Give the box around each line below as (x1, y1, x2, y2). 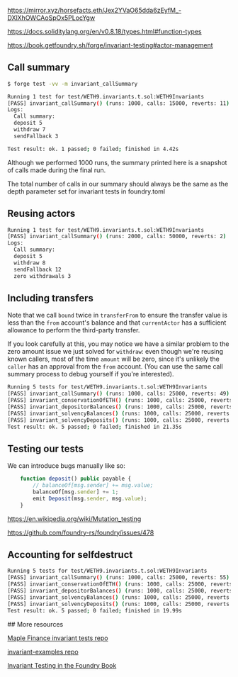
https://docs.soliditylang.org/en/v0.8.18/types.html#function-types (7, 28, 202, 35)
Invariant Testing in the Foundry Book (7, 661, 117, 669)
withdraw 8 (13, 259, 46, 267)
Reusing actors (7, 208, 76, 220)
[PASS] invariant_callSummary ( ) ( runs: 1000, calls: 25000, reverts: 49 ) (7, 390, 230, 398)
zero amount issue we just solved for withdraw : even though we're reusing (7, 347, 224, 356)
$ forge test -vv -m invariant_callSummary (7, 80, 138, 87)
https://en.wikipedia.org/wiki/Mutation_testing (7, 514, 142, 523)
